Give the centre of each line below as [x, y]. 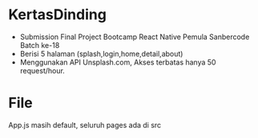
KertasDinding [57, 15]
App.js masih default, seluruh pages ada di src [85, 124]
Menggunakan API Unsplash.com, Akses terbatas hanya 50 [118, 62]
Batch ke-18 [40, 45]
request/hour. [42, 70]
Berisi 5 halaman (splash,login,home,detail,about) [101, 53]
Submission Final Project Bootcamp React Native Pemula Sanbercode [135, 37]
